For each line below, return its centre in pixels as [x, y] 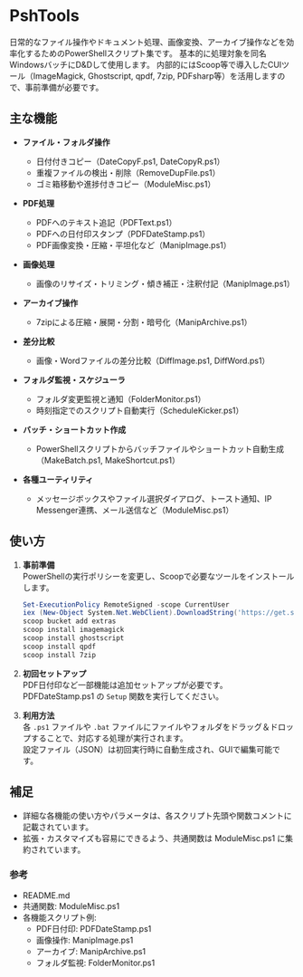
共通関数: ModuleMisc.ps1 [71, 905]
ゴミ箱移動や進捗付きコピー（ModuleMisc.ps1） [126, 184]
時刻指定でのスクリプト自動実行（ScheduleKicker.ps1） [140, 410]
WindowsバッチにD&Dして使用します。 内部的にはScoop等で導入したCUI [146, 64]
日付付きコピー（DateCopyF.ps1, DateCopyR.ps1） [130, 161]
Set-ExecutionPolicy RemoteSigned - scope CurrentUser [126, 604]
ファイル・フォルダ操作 [66, 142]
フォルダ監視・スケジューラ [74, 379]
